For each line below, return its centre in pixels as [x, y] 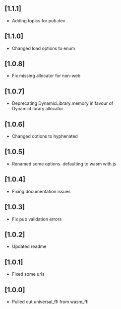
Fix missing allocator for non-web [46, 76]
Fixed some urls [28, 274]
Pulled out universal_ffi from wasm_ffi [50, 302]
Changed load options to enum [43, 48]
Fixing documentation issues [41, 191]
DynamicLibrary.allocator [37, 109]
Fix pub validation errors [37, 219]
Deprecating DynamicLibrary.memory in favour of [62, 103]
